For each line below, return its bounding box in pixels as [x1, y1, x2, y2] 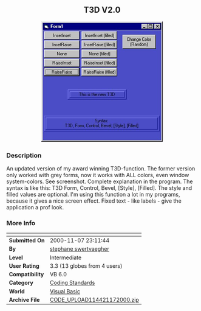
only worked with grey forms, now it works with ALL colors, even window [6, 172, 189, 179]
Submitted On [9, 237, 45, 244]
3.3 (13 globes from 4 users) [49, 262, 123, 270]
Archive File [9, 296, 40, 303]
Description [6, 151, 42, 159]
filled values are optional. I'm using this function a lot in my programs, [6, 191, 180, 198]
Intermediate [49, 254, 82, 261]
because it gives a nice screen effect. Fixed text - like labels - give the [6, 197, 182, 204]
